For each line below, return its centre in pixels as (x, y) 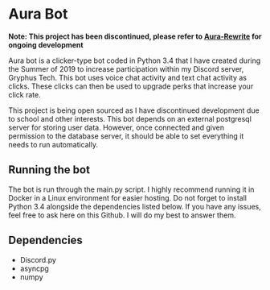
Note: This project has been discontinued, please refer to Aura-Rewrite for (135, 36)
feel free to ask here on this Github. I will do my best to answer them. (122, 215)
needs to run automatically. (53, 144)
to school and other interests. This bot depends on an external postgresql (130, 118)
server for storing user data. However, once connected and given (117, 127)
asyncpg (35, 268)
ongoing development (46, 44)
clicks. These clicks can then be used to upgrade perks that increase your (131, 86)
